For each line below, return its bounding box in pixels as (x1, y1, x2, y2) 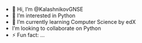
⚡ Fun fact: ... (11, 32, 45, 38)
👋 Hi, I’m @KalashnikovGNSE (11, 6, 84, 13)
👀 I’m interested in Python (11, 12, 76, 19)
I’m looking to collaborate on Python (11, 24, 101, 32)
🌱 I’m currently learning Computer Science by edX (11, 19, 136, 25)
